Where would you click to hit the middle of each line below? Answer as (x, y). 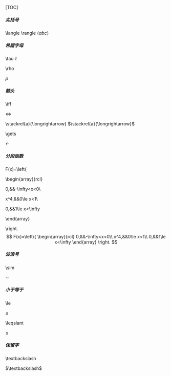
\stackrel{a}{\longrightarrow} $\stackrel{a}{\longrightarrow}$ (70, 124)
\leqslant (15, 323)
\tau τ (11, 58)
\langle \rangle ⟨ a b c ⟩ (27, 33)
